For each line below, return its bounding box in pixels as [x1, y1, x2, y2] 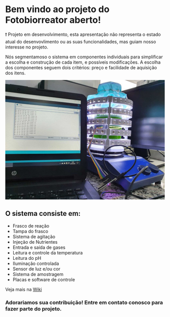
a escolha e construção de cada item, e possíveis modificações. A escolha [5, 59, 161, 65]
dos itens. [5, 70, 26, 76]
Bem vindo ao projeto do [5, 4, 110, 15]
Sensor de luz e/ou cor [12, 265, 61, 271]
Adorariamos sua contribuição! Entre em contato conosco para [5, 299, 163, 306]
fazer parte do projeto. [5, 305, 62, 312]
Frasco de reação [12, 222, 50, 229]
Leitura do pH [12, 255, 41, 261]
